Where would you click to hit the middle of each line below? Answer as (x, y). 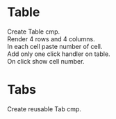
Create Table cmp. (34, 31)
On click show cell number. (46, 61)
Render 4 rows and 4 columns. (51, 38)
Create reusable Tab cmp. (44, 108)
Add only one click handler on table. (59, 54)
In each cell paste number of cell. (55, 46)
